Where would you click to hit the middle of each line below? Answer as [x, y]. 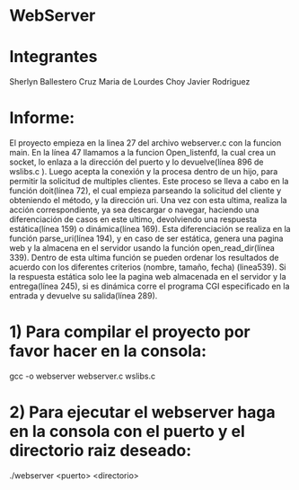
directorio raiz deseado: [101, 451]
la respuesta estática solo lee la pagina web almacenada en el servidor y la [148, 277]
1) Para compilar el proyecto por [130, 332]
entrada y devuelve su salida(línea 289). [84, 296]
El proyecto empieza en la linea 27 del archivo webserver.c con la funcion [145, 143]
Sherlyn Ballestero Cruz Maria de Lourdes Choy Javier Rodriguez [130, 82]
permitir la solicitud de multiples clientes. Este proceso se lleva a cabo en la [149, 182]
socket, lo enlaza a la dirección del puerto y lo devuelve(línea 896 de [136, 162]
